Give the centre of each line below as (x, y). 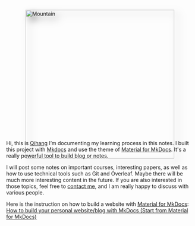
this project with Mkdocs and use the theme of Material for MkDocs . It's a (96, 149)
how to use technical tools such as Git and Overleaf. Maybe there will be (95, 174)
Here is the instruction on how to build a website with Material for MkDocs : (97, 204)
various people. (25, 192)
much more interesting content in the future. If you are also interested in (94, 180)
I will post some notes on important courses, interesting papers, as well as (97, 167)
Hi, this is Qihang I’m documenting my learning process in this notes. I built (97, 143)
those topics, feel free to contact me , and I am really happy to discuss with (97, 186)
